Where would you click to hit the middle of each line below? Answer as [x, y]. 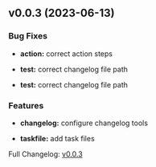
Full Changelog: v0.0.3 [45, 154]
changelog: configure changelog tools [84, 123]
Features [26, 105]
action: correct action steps [66, 53]
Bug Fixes [28, 36]
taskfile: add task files [57, 138]
